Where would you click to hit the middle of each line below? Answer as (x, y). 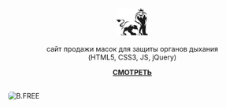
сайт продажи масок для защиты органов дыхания (132, 49)
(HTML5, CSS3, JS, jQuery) (132, 57)
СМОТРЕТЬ (132, 72)
